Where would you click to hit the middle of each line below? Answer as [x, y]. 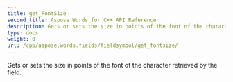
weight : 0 [21, 39]
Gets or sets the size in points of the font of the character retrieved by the [112, 65]
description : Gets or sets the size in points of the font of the [105, 26]
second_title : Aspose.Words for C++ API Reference [82, 20]
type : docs [23, 33]
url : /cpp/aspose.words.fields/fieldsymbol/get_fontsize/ [93, 45]
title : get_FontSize [37, 13]
